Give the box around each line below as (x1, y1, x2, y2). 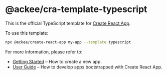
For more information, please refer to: (5, 49, 83, 55)
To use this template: (5, 30, 49, 36)
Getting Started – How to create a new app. (12, 58, 102, 64)
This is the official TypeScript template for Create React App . (5, 20, 131, 26)
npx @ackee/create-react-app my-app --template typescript (5, 39, 131, 45)
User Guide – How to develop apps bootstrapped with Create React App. (12, 64, 162, 70)
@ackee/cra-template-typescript (5, 4, 147, 15)
